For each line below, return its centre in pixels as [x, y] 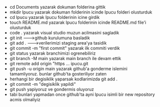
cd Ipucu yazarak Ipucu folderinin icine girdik [55, 17]
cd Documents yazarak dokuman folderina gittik [57, 7]
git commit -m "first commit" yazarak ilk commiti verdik [65, 48]
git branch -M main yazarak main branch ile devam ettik [65, 58]
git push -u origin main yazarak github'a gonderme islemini [68, 69]
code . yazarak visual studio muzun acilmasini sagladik [64, 33]
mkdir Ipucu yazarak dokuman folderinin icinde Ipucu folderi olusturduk [81, 12]
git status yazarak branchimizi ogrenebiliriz [53, 53]
